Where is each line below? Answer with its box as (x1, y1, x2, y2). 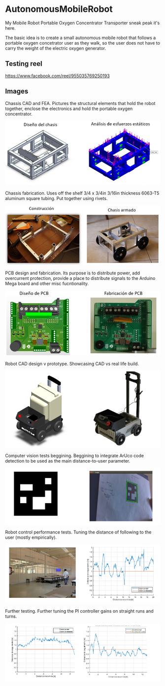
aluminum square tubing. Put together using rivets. (5, 195, 108, 201)
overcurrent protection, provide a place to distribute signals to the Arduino (5, 275, 156, 281)
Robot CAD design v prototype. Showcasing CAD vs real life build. (5, 361, 139, 367)
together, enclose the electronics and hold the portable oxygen (5, 106, 133, 111)
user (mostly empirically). (5, 534, 57, 540)
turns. (5, 613, 17, 620)
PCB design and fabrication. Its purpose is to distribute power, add (5, 270, 140, 276)
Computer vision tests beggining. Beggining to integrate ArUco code (5, 453, 144, 459)
